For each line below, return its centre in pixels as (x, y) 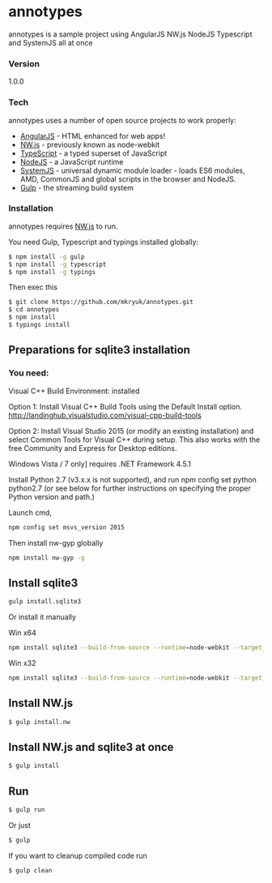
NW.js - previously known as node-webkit (90, 144)
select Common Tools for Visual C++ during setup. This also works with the (134, 439)
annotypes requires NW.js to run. (63, 226)
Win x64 (22, 633)
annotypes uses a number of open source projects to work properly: (122, 120)
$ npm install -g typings (52, 272)
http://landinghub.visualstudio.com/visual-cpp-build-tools (105, 415)
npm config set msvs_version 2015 (67, 527)
